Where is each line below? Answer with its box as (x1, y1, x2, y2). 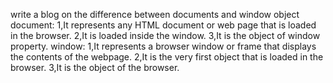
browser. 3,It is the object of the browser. (10, 62, 180, 73)
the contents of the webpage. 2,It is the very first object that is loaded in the (10, 51, 324, 63)
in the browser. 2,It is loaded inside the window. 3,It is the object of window (10, 30, 321, 41)
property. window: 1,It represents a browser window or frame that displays (10, 40, 317, 52)
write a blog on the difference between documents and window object (10, 9, 300, 20)
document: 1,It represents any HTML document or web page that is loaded (10, 19, 317, 31)
